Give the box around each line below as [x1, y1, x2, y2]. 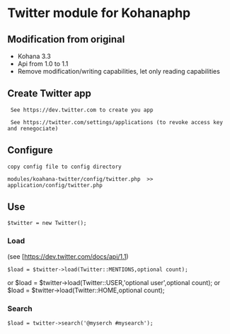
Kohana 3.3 [17, 52, 51, 60]
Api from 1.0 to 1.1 [17, 60, 69, 68]
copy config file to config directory [7, 163, 122, 170]
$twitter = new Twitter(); [7, 220, 87, 227]
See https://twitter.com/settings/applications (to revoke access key [10, 118, 223, 126]
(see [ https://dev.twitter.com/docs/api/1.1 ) [7, 252, 129, 260]
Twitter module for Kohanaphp [7, 5, 191, 21]
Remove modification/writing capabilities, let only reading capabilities [17, 67, 221, 75]
